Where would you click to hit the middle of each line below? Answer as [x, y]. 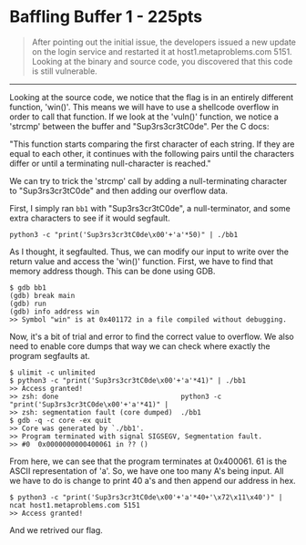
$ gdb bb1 [28, 288]
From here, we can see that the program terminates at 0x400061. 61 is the [148, 461]
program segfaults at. [50, 355]
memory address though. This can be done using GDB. [112, 271]
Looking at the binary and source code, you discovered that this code [162, 61]
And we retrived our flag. [56, 530]
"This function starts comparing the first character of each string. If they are [152, 144]
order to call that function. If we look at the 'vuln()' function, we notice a [144, 117]
